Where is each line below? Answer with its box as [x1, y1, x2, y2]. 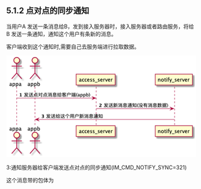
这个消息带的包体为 [6, 176, 54, 184]
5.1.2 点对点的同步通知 [6, 5, 89, 16]
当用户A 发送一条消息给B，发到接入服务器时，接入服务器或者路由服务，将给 [6, 23, 194, 30]
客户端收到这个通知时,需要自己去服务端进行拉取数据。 [6, 43, 140, 50]
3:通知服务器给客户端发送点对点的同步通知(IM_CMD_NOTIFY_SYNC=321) [6, 164, 187, 171]
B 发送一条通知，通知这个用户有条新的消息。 [6, 30, 117, 37]
